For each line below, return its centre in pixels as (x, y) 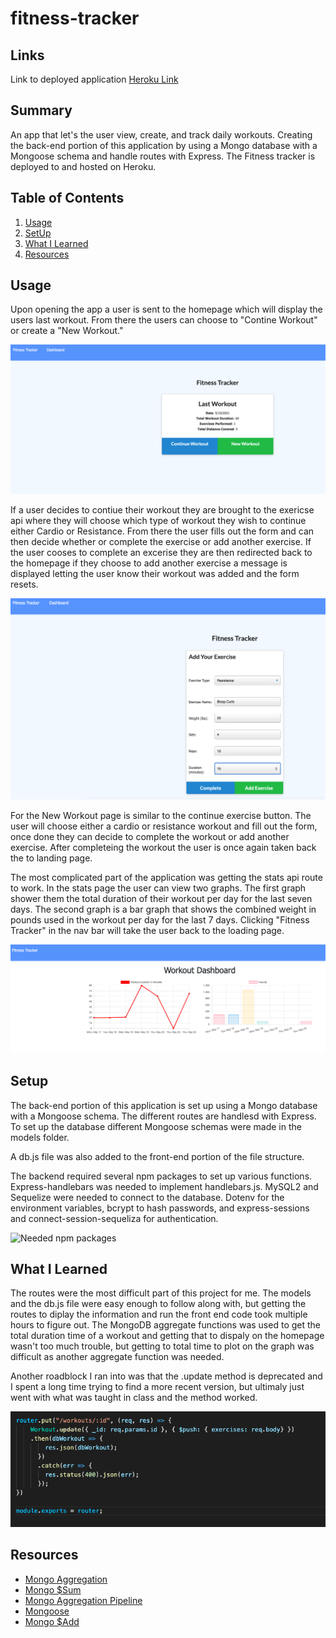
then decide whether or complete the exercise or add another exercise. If (161, 541)
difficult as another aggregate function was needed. (117, 1357)
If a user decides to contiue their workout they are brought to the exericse (162, 509)
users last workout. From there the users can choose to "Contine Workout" (164, 320)
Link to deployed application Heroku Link (94, 79)
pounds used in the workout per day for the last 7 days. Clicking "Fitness (160, 920)
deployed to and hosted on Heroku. (83, 166)
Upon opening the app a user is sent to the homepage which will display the (166, 309)
